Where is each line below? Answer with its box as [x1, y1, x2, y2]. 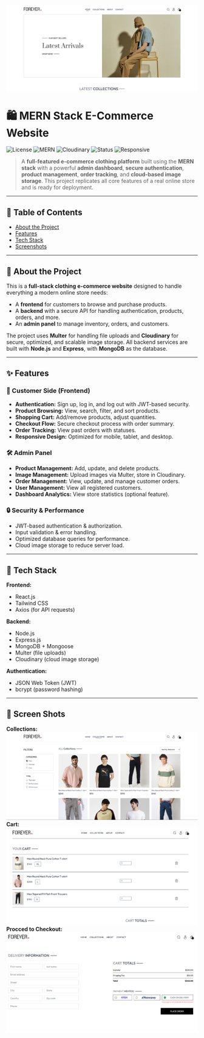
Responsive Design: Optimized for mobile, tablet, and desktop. [15, 432, 174, 440]
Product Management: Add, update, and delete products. [15, 464, 160, 471]
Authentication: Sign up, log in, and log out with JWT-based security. [15, 400, 190, 407]
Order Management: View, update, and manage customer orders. [15, 478, 180, 485]
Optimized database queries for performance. [15, 535, 131, 543]
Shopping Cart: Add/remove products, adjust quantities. [15, 413, 157, 421]
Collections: [6, 725, 38, 732]
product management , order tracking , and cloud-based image [21, 171, 181, 178]
